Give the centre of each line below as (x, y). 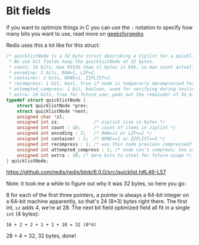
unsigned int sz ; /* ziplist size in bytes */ (91, 122)
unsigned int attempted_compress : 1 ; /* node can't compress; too (102, 149)
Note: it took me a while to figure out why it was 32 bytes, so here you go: (96, 184)
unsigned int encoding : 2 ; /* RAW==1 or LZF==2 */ (84, 133)
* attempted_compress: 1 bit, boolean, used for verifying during (92, 89)
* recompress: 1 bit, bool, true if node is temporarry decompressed (96, 84)
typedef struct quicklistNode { (46, 100)
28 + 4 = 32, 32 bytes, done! (41, 236)
